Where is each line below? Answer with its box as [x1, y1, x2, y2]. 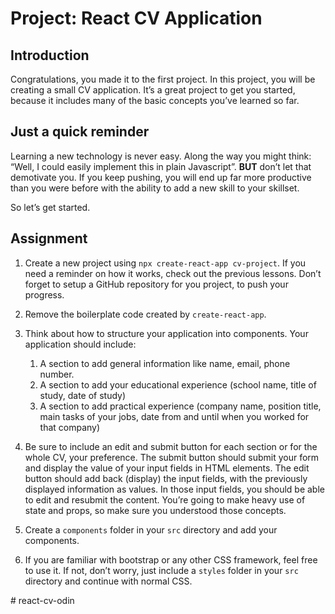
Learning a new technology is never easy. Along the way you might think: [10, 150, 312, 162]
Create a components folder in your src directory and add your [24, 523, 278, 536]
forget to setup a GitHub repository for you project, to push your [24, 278, 289, 290]
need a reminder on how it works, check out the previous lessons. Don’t [24, 267, 322, 279]
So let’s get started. [10, 201, 91, 213]
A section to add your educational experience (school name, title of [39, 378, 317, 391]
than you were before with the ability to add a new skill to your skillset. [10, 182, 300, 194]
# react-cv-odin [10, 594, 75, 606]
